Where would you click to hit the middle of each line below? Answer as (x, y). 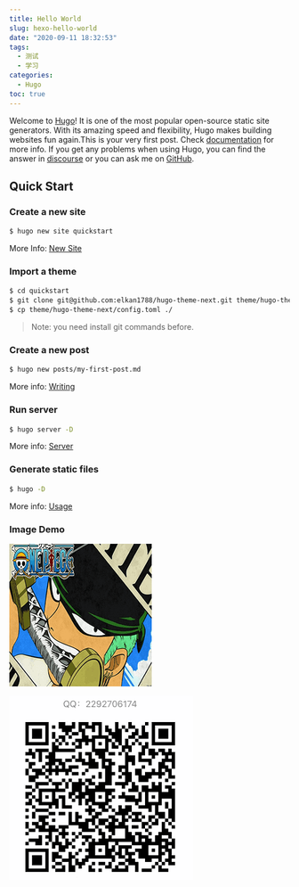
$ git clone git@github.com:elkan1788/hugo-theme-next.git (121, 300)
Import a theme (43, 272)
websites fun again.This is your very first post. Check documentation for (141, 139)
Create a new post (49, 350)
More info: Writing (42, 387)
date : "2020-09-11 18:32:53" (63, 37)
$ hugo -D (28, 489)
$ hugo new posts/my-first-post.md (75, 370)
